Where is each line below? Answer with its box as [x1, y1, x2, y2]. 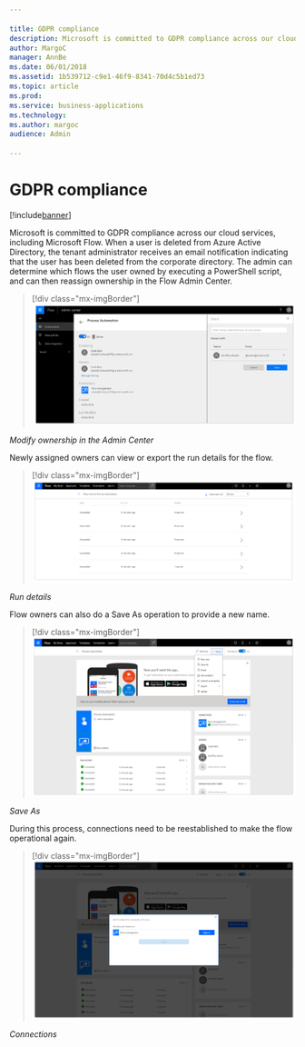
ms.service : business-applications [9, 101, 144, 110]
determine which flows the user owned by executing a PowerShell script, [9, 265, 282, 276]
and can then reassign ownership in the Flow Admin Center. [9, 275, 233, 286]
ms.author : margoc [9, 120, 79, 129]
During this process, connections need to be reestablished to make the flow [9, 823, 293, 833]
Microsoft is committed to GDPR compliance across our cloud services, [9, 227, 276, 238]
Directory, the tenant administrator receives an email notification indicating [9, 246, 289, 257]
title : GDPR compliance [9, 24, 100, 34]
